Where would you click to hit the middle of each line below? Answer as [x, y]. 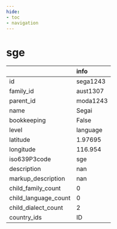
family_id [21, 91]
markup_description [37, 179]
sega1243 [91, 81]
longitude [22, 149]
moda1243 [92, 101]
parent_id [22, 101]
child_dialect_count [36, 208]
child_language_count [40, 198]
